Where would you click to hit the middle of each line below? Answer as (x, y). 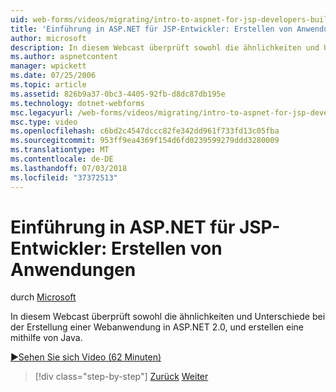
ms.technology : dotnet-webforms (77, 103)
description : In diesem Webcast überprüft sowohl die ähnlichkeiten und (165, 47)
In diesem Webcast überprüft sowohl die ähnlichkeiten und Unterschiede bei (168, 317)
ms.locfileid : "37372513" (64, 177)
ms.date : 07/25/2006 (53, 76)
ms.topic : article (48, 85)
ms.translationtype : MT (60, 150)
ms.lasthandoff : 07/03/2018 (69, 168)
